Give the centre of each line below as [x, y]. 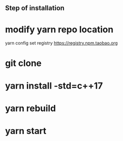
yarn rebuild [30, 108]
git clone [23, 63]
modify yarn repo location [59, 29]
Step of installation [35, 8]
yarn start [26, 131]
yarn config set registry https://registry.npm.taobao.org [61, 43]
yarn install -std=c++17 [54, 86]
